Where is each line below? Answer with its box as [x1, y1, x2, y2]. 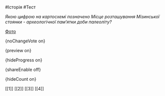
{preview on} [5, 48, 32, 53]
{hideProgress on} [5, 57, 42, 63]
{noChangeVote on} [5, 38, 45, 44]
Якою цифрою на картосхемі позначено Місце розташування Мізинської [5, 14, 160, 19]
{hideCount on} [5, 76, 37, 82]
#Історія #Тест [5, 4, 36, 10]
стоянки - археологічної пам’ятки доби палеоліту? [5, 19, 112, 25]
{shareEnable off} [5, 66, 41, 72]
